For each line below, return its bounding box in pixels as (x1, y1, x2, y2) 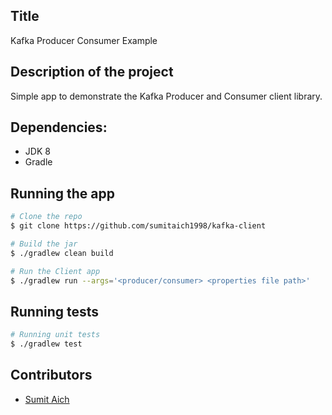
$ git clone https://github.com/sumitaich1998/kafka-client (10, 221, 267, 231)
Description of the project (10, 64, 174, 81)
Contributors (10, 367, 93, 384)
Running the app (10, 185, 115, 202)
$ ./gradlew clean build (10, 248, 114, 258)
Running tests (10, 303, 100, 320)
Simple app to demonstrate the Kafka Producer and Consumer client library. (10, 90, 323, 102)
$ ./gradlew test (10, 339, 83, 349)
